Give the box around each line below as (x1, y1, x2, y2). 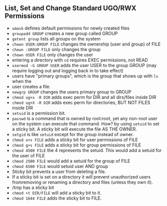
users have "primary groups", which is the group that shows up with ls (12, 72, 158, 79)
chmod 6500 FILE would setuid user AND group (12, 163, 108, 169)
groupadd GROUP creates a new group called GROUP (12, 30, 118, 36)
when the (12, 78, 32, 84)
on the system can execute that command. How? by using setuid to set (12, 120, 159, 126)
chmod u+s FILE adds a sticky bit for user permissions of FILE (12, 136, 138, 142)
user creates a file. (12, 83, 51, 89)
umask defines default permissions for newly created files (12, 25, 130, 31)
